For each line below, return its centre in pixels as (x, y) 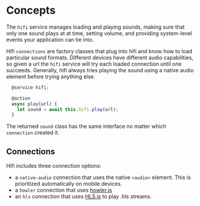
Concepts (31, 10)
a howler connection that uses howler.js (63, 190)
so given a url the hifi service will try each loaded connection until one (94, 64)
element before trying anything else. (51, 76)
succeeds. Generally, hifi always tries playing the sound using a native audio (100, 70)
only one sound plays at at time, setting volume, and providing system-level (99, 33)
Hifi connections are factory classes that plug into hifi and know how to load (99, 51)
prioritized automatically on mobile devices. (68, 184)
